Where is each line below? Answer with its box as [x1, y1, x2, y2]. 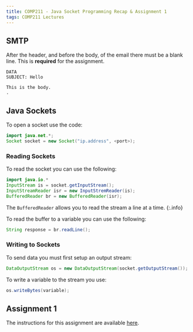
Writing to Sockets [6, 241, 61, 249]
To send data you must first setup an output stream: [6, 254, 132, 261]
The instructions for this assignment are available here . [6, 319, 139, 327]
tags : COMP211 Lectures [6, 14, 65, 20]
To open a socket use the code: [6, 121, 83, 128]
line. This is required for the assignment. [6, 58, 105, 65]
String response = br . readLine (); [6, 227, 91, 233]
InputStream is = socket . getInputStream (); [6, 182, 115, 188]
